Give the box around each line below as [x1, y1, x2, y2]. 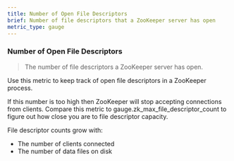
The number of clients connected [17, 139, 115, 148]
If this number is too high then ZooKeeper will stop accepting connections [7, 97, 222, 105]
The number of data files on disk [17, 147, 113, 155]
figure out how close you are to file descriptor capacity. [7, 112, 168, 120]
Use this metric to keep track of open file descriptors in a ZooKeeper [7, 76, 207, 84]
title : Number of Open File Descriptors [7, 10, 128, 18]
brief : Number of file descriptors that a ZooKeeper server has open [7, 17, 216, 24]
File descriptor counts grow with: [7, 126, 104, 134]
